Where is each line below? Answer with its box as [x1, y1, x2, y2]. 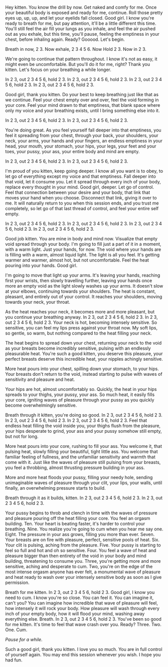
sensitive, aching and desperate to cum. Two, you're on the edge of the [5, 564, 153, 569]
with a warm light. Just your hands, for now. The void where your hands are [5, 246, 161, 252]
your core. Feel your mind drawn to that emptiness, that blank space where [5, 102, 160, 108]
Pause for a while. [5, 637, 43, 642]
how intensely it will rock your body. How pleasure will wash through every [5, 606, 159, 611]
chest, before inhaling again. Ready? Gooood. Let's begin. [5, 36, 125, 42]
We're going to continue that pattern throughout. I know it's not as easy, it [5, 56, 157, 62]
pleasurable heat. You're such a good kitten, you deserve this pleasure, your [5, 351, 163, 357]
